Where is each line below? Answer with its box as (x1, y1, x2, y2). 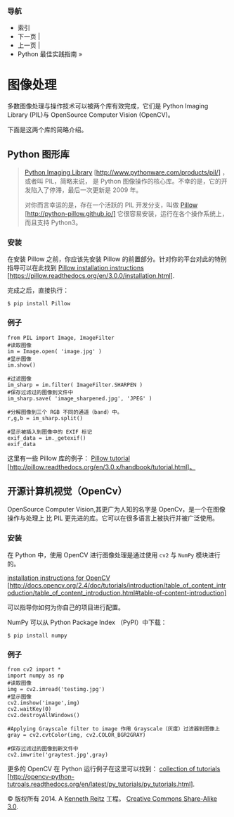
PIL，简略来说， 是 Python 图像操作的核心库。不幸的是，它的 (44, 177, 221, 186)
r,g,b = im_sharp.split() (7, 414, 83, 422)
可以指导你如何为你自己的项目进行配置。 (7, 603, 124, 612)
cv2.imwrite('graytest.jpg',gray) (7, 752, 109, 759)
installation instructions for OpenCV (7, 574, 110, 582)
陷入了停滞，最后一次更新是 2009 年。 (30, 186, 143, 194)
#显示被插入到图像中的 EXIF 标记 (7, 428, 93, 436)
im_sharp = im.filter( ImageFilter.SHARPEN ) (7, 381, 143, 388)
